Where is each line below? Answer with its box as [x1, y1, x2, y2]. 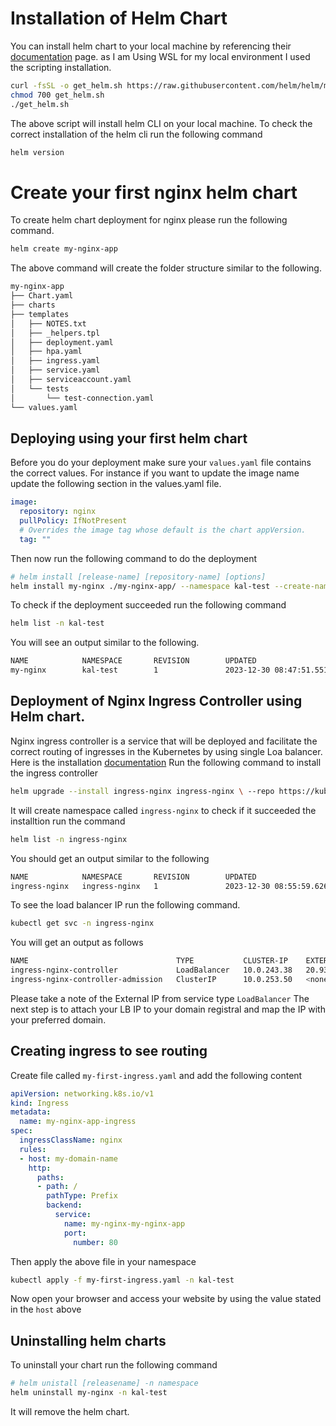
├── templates [10, 309, 70, 319]
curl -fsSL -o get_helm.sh [10, 80, 123, 91]
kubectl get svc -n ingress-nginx [10, 918, 155, 929]
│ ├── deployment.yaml [10, 337, 114, 347]
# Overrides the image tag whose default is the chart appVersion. [19, 525, 307, 535]
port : [63, 1228, 87, 1238]
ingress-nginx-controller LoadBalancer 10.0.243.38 [10, 965, 293, 976]
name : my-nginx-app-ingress [19, 1117, 137, 1127]
